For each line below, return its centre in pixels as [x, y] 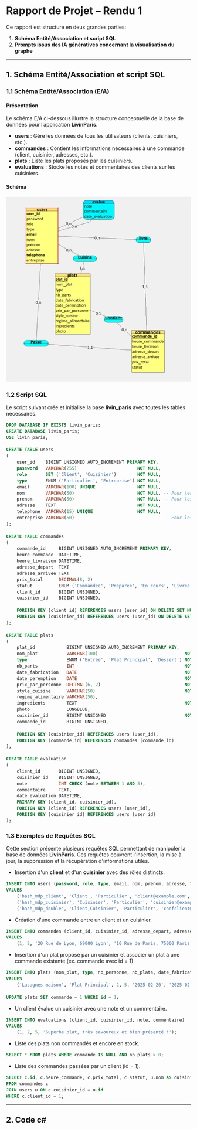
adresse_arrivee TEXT [43, 573]
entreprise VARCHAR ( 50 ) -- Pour [99, 518]
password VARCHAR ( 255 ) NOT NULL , [89, 468]
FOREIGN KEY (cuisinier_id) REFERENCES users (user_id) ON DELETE [99, 617]
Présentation [22, 105]
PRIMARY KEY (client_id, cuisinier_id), [67, 802]
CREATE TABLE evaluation [36, 759]
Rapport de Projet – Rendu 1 [74, 11]
